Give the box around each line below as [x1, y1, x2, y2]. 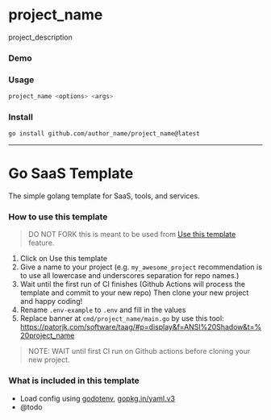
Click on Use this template [19, 254, 107, 264]
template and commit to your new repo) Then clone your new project [19, 288, 249, 297]
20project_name [19, 331, 75, 340]
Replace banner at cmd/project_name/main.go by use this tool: [19, 314, 224, 323]
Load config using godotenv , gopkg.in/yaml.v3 [19, 393, 176, 403]
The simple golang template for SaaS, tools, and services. [8, 191, 200, 201]
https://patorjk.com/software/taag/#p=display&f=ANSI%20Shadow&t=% [19, 322, 262, 332]
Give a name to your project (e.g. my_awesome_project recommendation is [19, 262, 262, 272]
